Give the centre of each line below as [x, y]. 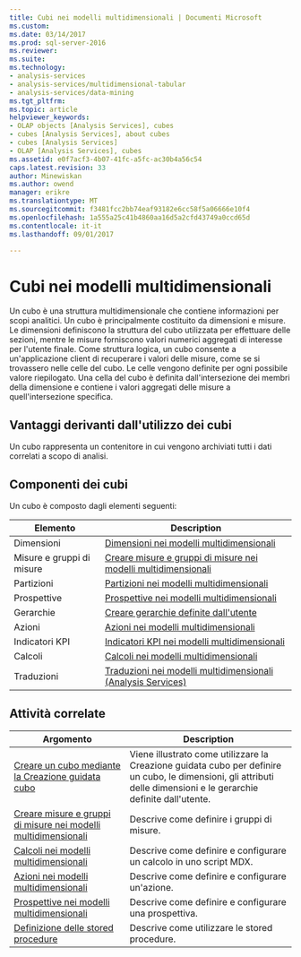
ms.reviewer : [34, 51]
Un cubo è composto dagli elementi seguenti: [93, 505]
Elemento [55, 528]
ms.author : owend [42, 185]
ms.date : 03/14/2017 [48, 34]
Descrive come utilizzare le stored [201, 927]
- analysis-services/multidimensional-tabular [98, 84]
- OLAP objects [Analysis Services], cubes [92, 126]
